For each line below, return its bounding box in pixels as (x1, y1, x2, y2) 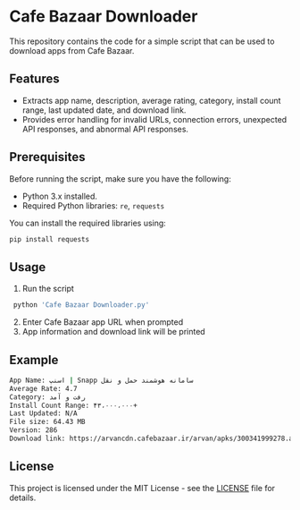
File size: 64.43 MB (9, 418, 87, 427)
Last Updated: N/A (9, 409, 78, 418)
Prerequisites (9, 149, 86, 165)
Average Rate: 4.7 (9, 384, 78, 393)
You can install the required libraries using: (9, 217, 167, 228)
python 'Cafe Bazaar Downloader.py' (12, 301, 150, 310)
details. (9, 492, 37, 503)
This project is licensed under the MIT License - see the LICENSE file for (9, 482, 275, 493)
